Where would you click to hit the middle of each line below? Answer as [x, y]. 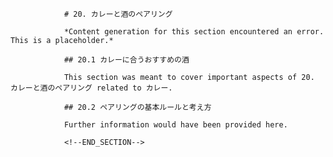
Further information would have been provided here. [175, 125]
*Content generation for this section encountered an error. [194, 32]
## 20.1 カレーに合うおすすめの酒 [126, 60]
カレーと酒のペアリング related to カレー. [91, 88]
